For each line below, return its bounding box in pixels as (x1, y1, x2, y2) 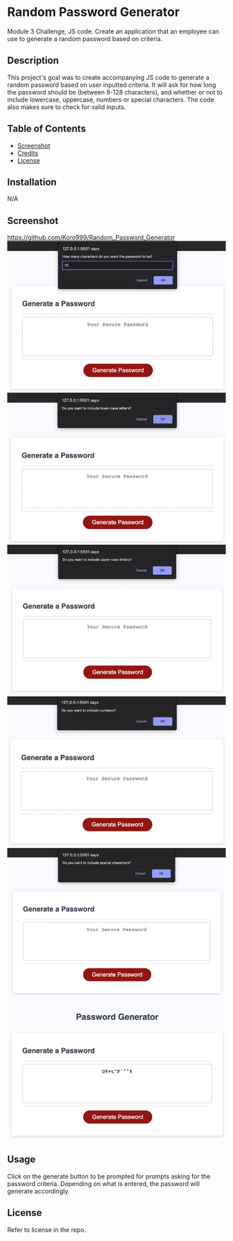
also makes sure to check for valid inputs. (7, 102, 126, 111)
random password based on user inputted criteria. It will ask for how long (7, 81, 216, 89)
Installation (7, 176, 57, 188)
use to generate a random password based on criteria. (7, 34, 163, 42)
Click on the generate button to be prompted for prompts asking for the (7, 1172, 211, 1181)
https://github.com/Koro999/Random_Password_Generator (7, 234, 175, 242)
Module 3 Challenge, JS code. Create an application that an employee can (7, 27, 220, 35)
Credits (17, 149, 39, 157)
